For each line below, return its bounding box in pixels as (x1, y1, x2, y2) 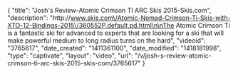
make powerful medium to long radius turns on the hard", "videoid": (7, 36, 206, 45)
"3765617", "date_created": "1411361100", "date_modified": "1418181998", (7, 44, 222, 52)
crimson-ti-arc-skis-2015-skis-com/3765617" (7, 59, 141, 67)
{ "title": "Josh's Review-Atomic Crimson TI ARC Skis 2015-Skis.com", (7, 6, 212, 14)
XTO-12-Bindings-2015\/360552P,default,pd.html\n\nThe (7, 21, 175, 29)
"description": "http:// (7, 14, 71, 22)
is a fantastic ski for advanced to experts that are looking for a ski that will (7, 28, 224, 37)
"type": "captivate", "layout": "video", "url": (7, 51, 133, 60)
